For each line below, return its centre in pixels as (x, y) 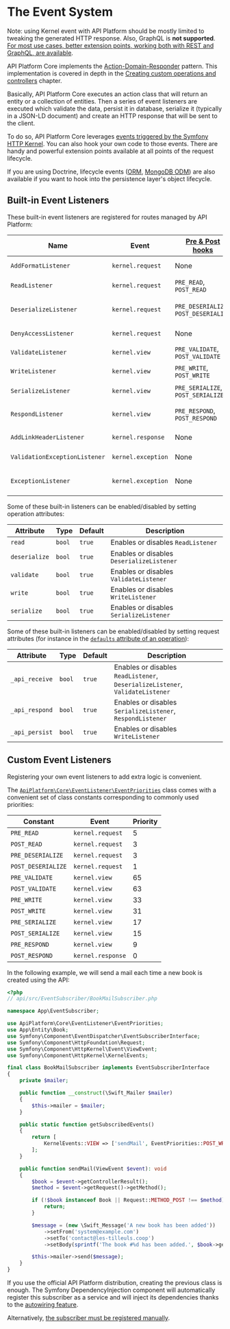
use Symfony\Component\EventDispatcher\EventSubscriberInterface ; (104, 1036)
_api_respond (32, 710)
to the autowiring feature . (43, 1305)
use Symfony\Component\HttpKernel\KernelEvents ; (78, 1055)
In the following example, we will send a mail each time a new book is (105, 972)
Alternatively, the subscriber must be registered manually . (88, 1318)
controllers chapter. (35, 80)
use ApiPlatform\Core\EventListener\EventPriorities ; (86, 1024)
